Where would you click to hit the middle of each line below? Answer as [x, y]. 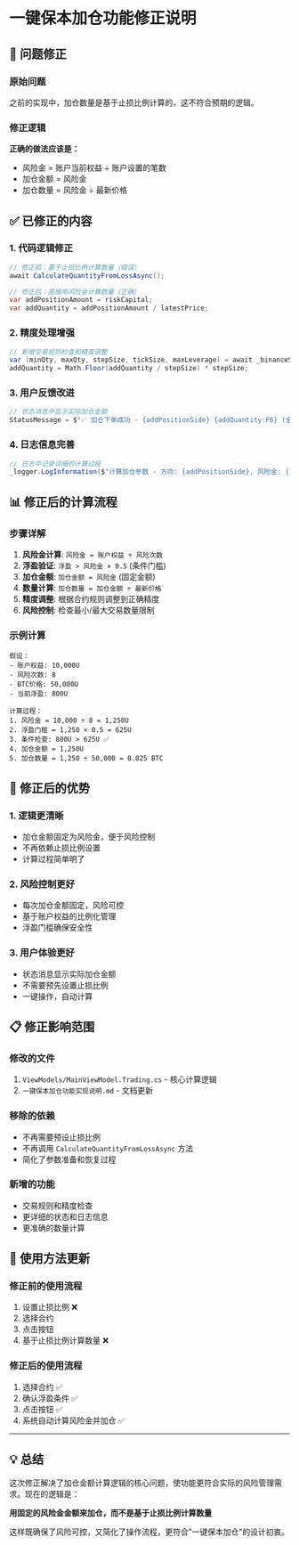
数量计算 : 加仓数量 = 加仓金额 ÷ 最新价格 [92, 588]
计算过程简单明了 [53, 858]
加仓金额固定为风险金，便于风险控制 [89, 836]
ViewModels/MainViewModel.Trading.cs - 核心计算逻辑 [119, 1079]
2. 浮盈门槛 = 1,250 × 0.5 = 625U [70, 730]
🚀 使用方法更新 [50, 1259]
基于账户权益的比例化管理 [69, 916]
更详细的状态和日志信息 [65, 1216]
